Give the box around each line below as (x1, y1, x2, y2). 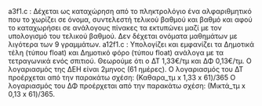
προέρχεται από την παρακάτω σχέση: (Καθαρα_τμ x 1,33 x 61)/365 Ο (8, 73, 236, 82)
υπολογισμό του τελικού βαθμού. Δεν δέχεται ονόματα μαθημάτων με (8, 31, 238, 41)
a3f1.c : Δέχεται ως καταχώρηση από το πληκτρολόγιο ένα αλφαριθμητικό (8, 7, 253, 16)
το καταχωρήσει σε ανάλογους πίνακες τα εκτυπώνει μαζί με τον (8, 23, 222, 32)
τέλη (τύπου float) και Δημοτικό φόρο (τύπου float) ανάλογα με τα (8, 48, 224, 57)
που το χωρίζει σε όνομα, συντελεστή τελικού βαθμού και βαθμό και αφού (8, 15, 253, 24)
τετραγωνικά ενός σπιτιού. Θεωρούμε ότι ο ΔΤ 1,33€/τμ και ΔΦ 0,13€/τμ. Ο (8, 56, 253, 65)
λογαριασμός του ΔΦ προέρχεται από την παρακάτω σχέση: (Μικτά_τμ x (8, 81, 246, 90)
